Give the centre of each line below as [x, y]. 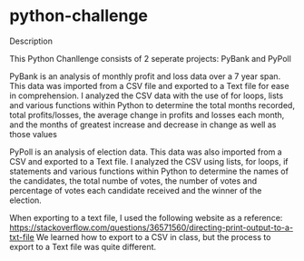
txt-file [22, 236]
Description [31, 41]
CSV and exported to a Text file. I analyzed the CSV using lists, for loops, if [149, 161]
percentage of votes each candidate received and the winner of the [136, 190]
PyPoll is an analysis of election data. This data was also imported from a [146, 152]
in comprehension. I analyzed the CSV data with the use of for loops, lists [147, 95]
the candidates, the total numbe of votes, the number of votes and [133, 181]
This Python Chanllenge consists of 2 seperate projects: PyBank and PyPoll [151, 58]
